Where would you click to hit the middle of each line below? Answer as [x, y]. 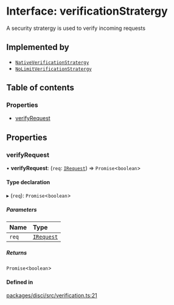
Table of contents [40, 88]
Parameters [22, 209]
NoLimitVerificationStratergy [54, 69]
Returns [17, 253]
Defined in [20, 282]
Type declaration [28, 182]
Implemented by [38, 47]
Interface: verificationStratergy [87, 11]
